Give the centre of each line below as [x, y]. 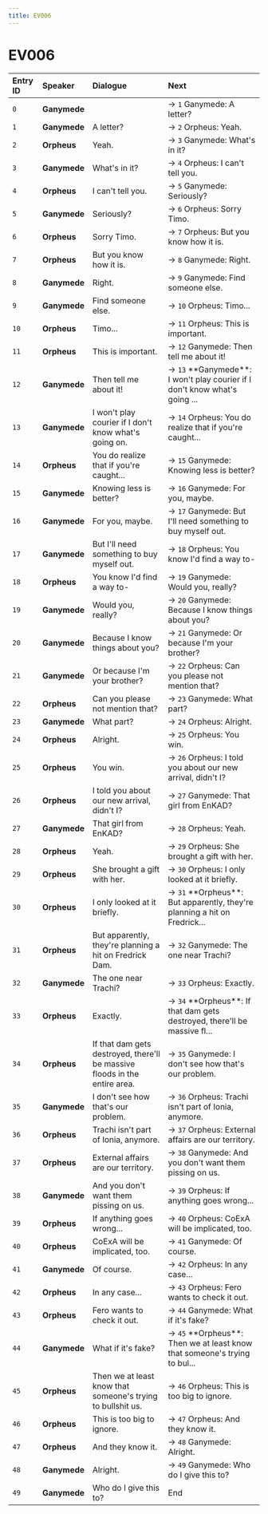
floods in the [116, 1073]
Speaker [59, 85]
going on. [110, 442]
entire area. [114, 1084]
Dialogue [110, 85]
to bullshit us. [117, 1405]
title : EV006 [30, 16]
